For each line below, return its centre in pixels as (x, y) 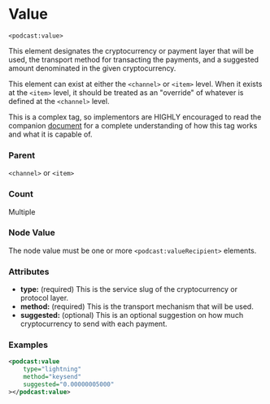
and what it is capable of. (50, 134)
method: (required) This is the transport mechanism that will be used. (137, 306)
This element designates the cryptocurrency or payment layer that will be (131, 50)
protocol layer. (44, 298)
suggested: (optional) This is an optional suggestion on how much (132, 315)
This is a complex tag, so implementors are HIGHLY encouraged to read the (135, 117)
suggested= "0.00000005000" (69, 384)
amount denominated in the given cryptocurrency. (92, 68)
